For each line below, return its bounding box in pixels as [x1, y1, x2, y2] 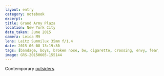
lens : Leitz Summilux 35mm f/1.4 [5, 39, 73, 44]
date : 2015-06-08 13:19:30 [5, 43, 60, 48]
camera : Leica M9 [5, 35, 41, 39]
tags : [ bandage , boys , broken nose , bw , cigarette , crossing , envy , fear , [5, 48, 161, 53]
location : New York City [5, 25, 56, 30]
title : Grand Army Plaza [5, 20, 56, 26]
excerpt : [5, 16, 23, 21]
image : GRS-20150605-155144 [5, 52, 62, 57]
